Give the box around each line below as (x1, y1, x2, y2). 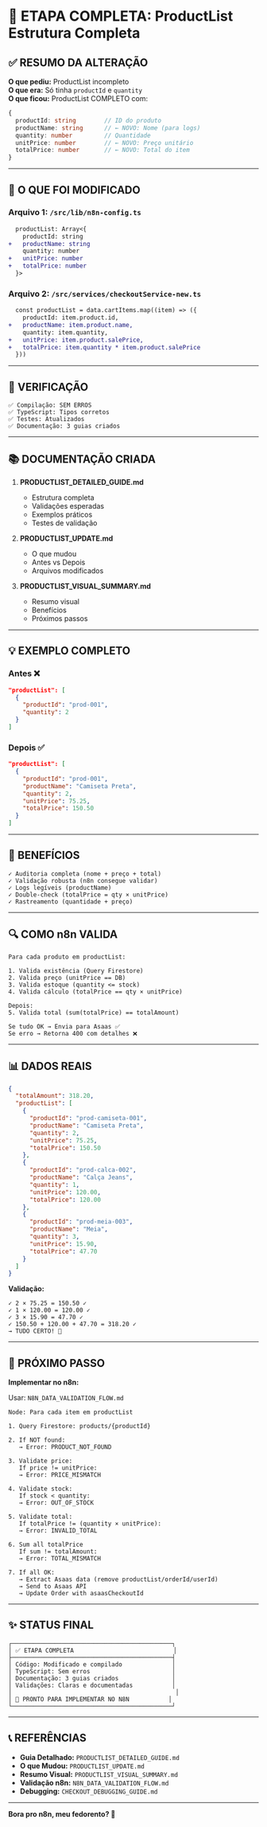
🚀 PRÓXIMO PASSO (8, 1357, 106, 1370)
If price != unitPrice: (18, 1464, 98, 1472)
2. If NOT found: (8, 1436, 66, 1444)
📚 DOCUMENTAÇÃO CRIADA (8, 452, 157, 466)
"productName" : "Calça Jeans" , (29, 1173, 133, 1181)
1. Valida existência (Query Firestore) (8, 966, 145, 974)
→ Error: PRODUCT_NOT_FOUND (18, 1443, 112, 1451)
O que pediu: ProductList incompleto (8, 77, 130, 86)
